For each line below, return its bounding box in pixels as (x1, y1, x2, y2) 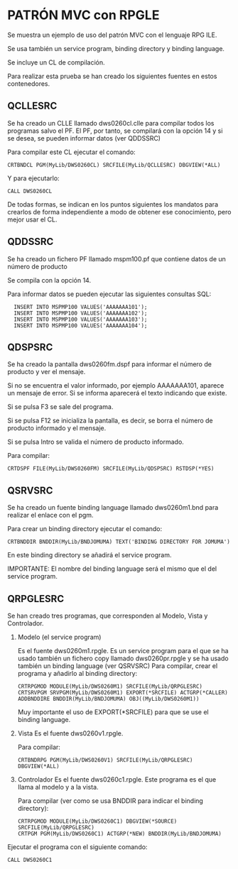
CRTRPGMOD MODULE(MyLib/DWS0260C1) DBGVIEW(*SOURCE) (17, 818, 178, 825)
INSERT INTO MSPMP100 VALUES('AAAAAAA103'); (13, 316, 148, 323)
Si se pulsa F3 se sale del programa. (7, 403, 114, 411)
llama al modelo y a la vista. (17, 783, 99, 791)
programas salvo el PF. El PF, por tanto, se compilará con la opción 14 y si (7, 126, 223, 135)
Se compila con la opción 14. (7, 275, 91, 284)
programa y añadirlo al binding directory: (17, 669, 138, 677)
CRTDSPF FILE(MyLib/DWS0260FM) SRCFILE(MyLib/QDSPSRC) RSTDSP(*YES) (7, 465, 215, 472)
